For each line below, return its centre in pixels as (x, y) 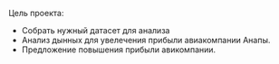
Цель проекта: (36, 13)
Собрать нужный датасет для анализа (96, 30)
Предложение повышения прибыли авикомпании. (119, 50)
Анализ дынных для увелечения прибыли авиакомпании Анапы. (146, 40)
